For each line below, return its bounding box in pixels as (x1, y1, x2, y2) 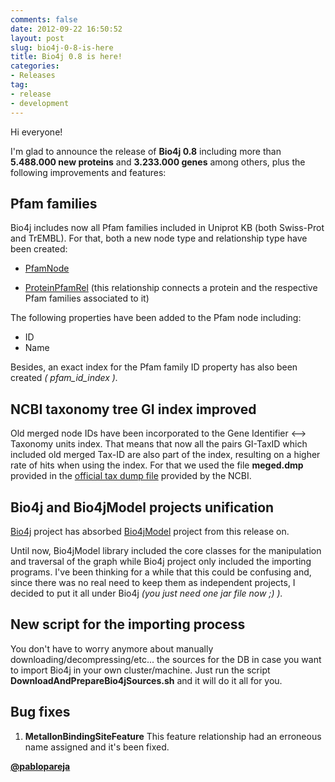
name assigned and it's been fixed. (24, 741, 170, 753)
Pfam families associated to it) (24, 292, 150, 305)
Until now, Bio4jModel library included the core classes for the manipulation (10, 544, 322, 556)
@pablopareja (10, 760, 71, 772)
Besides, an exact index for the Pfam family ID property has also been (10, 361, 298, 373)
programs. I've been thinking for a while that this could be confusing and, (10, 566, 312, 578)
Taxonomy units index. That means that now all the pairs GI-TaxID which (10, 438, 308, 450)
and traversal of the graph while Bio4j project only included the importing (10, 555, 312, 567)
